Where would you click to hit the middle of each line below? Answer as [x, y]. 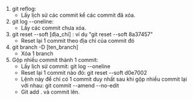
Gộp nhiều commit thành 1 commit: [55, 60]
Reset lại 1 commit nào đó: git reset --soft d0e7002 [84, 73]
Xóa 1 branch [37, 53]
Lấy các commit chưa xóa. [54, 28]
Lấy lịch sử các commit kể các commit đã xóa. [78, 15]
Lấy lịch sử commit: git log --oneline [66, 66]
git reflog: [24, 9]
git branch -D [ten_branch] [45, 47]
